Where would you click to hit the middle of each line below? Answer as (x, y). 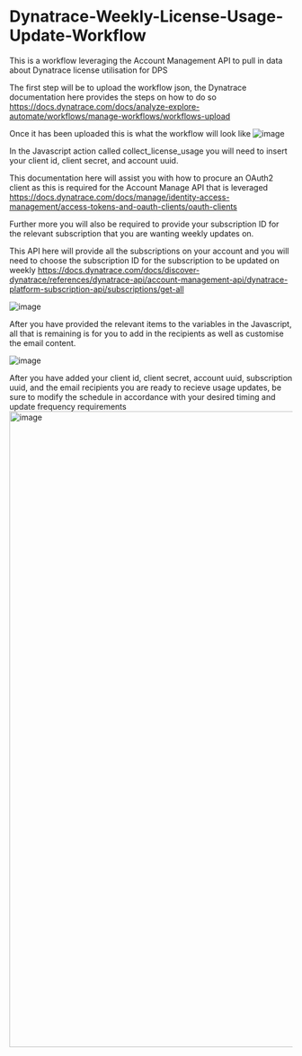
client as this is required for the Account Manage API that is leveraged (138, 187)
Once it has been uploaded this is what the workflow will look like (130, 133)
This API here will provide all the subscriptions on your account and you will (149, 251)
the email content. (43, 342)
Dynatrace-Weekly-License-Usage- (147, 17)
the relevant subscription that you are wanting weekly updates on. (132, 233)
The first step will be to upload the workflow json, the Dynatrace (128, 87)
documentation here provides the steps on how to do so (113, 97)
